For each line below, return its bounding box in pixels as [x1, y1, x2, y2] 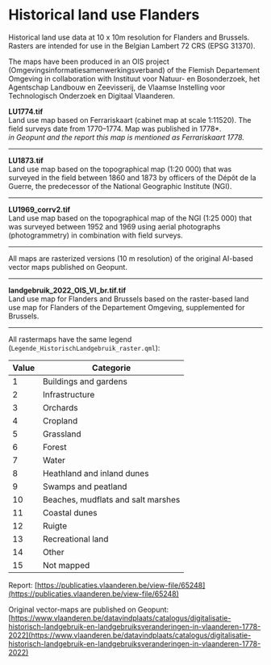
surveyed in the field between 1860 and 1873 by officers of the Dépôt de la [8, 172, 256, 183]
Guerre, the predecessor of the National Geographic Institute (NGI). [8, 181, 232, 191]
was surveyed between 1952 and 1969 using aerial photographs [8, 221, 221, 231]
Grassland [43, 428, 82, 440]
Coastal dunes [43, 507, 98, 518]
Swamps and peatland [43, 481, 127, 492]
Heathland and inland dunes [43, 467, 149, 478]
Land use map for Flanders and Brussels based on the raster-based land [8, 293, 249, 304]
